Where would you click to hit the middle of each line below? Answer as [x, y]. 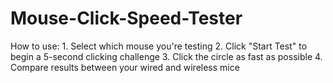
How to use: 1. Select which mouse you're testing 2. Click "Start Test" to [159, 46]
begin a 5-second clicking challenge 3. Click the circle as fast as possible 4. [166, 56]
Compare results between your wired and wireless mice [125, 67]
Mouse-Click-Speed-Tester [126, 18]
